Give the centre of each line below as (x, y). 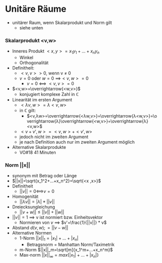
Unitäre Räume (36, 9)
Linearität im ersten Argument (42, 100)
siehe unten (31, 27)
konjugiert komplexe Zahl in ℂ (49, 95)
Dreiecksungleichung (33, 207)
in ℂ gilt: (28, 111)
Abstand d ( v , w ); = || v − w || (40, 228)
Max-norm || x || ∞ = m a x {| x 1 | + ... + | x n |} (59, 256)
